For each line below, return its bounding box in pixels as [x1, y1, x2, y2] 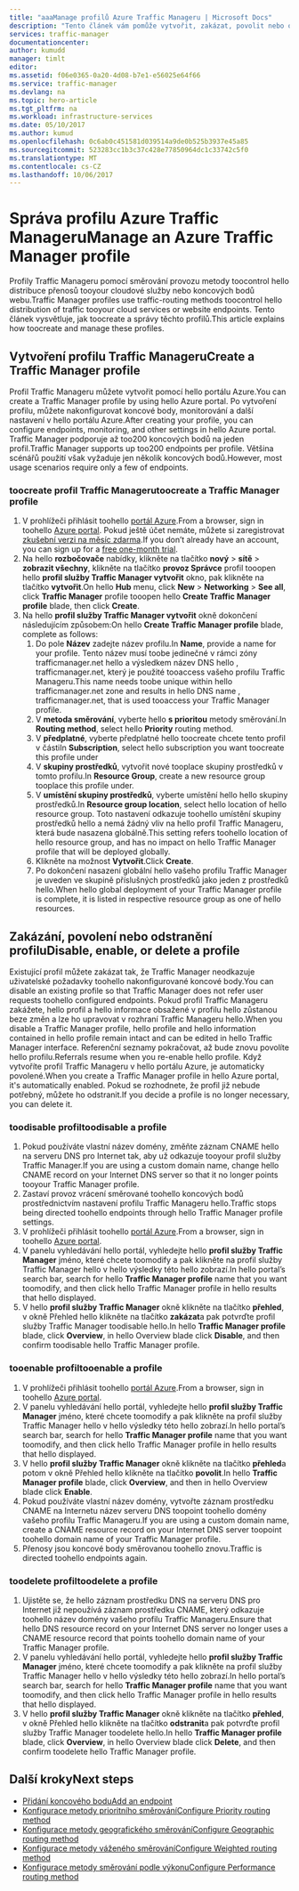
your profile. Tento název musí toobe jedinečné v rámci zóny [35, 648, 258, 659]
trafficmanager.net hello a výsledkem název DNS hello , [35, 658, 238, 668]
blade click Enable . [21, 1486, 93, 1497]
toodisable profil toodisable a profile [9, 1121, 167, 1134]
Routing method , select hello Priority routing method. [35, 723, 234, 734]
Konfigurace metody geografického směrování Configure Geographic [21, 1823, 274, 1834]
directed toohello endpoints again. [21, 1552, 149, 1563]
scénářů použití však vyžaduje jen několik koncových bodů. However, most [9, 453, 283, 463]
